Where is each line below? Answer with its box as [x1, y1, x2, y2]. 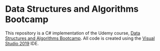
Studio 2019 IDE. [5, 40, 39, 46]
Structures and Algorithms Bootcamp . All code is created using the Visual [5, 35, 155, 41]
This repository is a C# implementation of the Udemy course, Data [5, 30, 140, 36]
